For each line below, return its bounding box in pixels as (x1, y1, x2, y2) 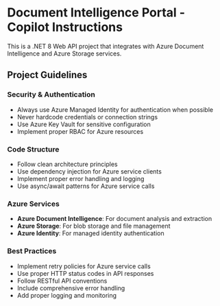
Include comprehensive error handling (16, 283, 125, 292)
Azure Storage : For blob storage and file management (16, 222, 171, 231)
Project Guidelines (7, 69, 88, 81)
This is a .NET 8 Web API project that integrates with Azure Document (7, 42, 204, 50)
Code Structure (7, 144, 60, 154)
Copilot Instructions (7, 19, 123, 35)
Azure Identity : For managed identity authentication (16, 229, 164, 237)
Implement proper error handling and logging (16, 174, 145, 183)
